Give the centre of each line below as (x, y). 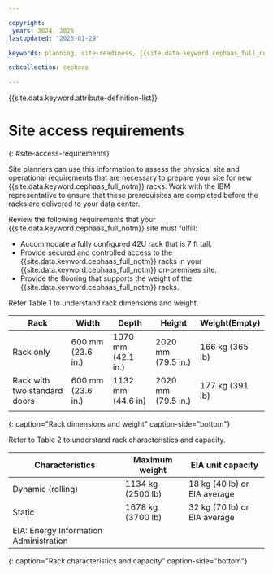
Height (174, 323)
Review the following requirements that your (82, 220)
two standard (38, 391)
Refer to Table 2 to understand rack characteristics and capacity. (117, 440)
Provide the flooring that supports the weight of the (106, 278)
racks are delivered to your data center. (74, 204)
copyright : (27, 23)
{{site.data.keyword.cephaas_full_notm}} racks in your (111, 261)
